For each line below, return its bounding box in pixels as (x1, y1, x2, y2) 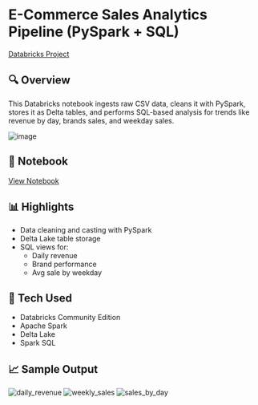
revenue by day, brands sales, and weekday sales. (8, 115, 175, 125)
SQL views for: (19, 242, 69, 252)
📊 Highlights (8, 200, 75, 213)
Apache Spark (19, 321, 68, 330)
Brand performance (31, 259, 98, 269)
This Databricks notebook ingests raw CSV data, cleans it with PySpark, (8, 99, 246, 108)
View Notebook (8, 176, 59, 185)
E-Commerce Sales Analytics (8, 6, 208, 24)
